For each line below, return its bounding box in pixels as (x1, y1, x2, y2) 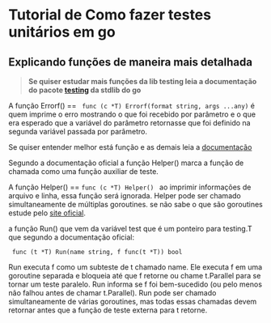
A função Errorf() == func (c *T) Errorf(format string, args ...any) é (8, 101, 255, 110)
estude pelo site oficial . (8, 208, 87, 218)
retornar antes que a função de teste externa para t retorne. (8, 305, 208, 315)
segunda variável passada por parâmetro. (8, 127, 148, 136)
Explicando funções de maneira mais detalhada (8, 55, 253, 69)
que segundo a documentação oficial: (8, 232, 135, 242)
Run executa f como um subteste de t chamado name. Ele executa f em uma (8, 262, 263, 272)
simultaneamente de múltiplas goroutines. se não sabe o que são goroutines (8, 200, 263, 209)
